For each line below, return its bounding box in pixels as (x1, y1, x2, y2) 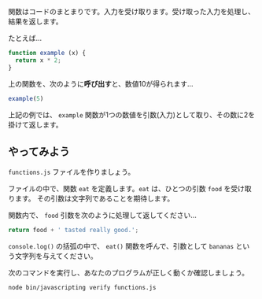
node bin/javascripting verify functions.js (8, 284, 157, 292)
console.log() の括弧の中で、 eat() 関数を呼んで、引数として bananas (8, 242, 234, 251)
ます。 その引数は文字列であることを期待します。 (14, 194, 175, 203)
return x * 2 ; (15, 56, 61, 65)
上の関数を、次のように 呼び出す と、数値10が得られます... (8, 79, 194, 88)
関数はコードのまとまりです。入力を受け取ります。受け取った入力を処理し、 (8, 7, 256, 16)
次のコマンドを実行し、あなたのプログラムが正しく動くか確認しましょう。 (8, 268, 249, 278)
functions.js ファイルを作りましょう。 (8, 168, 135, 177)
